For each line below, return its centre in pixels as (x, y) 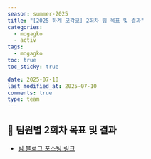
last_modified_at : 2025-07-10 (52, 86)
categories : (25, 27)
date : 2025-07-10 (33, 79)
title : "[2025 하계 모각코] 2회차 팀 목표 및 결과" (76, 21)
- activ (25, 40)
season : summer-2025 (38, 14)
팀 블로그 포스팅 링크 (46, 148)
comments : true (30, 93)
